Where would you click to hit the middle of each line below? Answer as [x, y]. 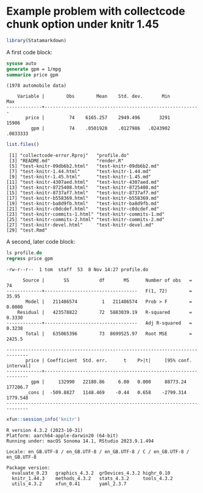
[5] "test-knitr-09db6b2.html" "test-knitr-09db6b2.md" [84, 166]
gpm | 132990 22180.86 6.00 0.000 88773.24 [109, 382]
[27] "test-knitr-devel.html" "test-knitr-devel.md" [80, 225]
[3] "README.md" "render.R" [66, 161]
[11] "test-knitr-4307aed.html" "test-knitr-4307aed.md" [83, 182]
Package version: [28, 468]
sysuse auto [21, 63]
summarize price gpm [33, 75]
